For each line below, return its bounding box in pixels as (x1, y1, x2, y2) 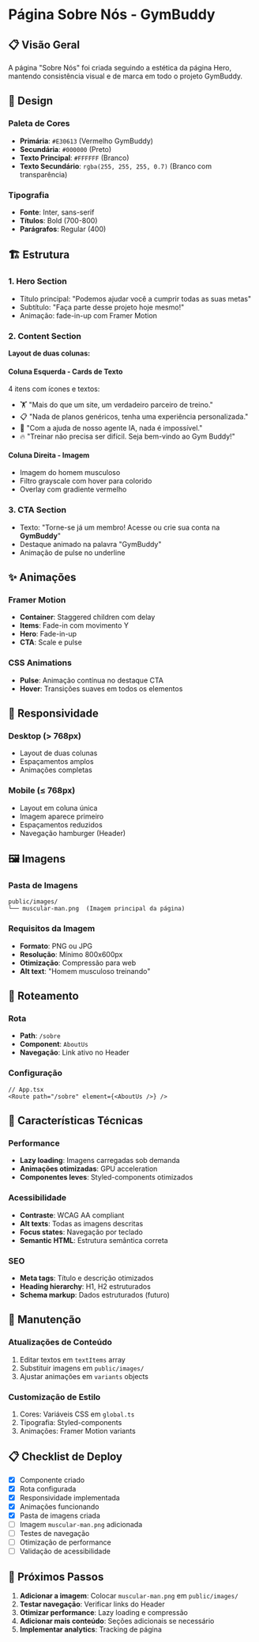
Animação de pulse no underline (19, 548, 126, 557)
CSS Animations (8, 657, 73, 668)
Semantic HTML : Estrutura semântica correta (19, 1235, 168, 1245)
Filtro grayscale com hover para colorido (19, 477, 152, 486)
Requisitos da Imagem (8, 923, 96, 934)
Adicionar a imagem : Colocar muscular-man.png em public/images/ (19, 1591, 238, 1601)
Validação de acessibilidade (19, 1546, 111, 1556)
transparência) (19, 169, 68, 179)
